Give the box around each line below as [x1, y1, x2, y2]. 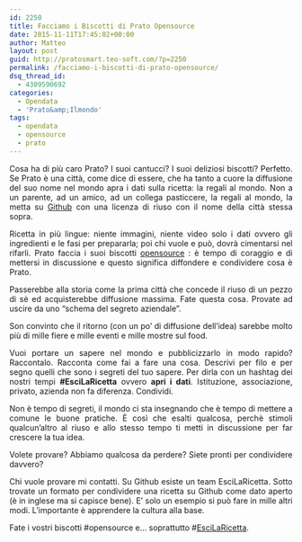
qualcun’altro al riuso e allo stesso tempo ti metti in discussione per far [9, 422, 293, 432]
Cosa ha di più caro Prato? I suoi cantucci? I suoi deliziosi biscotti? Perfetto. [9, 163, 293, 173]
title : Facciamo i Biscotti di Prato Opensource [9, 22, 195, 31]
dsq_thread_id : [9, 72, 67, 81]
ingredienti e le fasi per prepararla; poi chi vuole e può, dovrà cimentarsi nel [9, 237, 293, 248]
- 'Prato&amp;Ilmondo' [17, 105, 102, 114]
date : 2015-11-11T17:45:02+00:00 [9, 30, 135, 39]
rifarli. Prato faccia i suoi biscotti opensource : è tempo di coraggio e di [9, 247, 293, 258]
